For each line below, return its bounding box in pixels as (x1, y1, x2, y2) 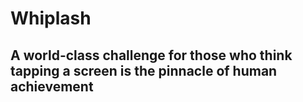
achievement (10, 78, 94, 95)
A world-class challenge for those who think (10, 47, 293, 64)
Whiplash (10, 7, 92, 30)
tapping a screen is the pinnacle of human (10, 62, 278, 79)
